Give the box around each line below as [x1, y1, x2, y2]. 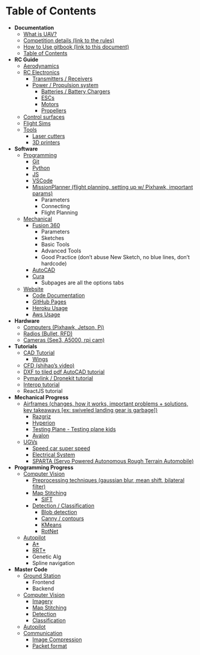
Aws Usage [32, 311, 60, 318]
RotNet [41, 527, 59, 534]
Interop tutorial [23, 381, 60, 388]
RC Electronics [23, 68, 60, 76]
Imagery [32, 597, 53, 605]
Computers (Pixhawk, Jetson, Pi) [23, 323, 104, 330]
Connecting [41, 202, 70, 209]
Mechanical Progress [14, 393, 69, 401]
